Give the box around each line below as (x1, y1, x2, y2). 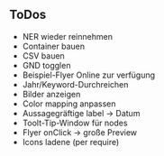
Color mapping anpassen (22, 98, 116, 109)
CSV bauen (22, 50, 65, 61)
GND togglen (22, 60, 71, 70)
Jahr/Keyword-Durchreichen (22, 78, 129, 89)
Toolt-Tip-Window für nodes (22, 117, 128, 128)
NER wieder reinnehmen (22, 31, 113, 41)
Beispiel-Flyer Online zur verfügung (22, 69, 156, 80)
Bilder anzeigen (22, 88, 81, 99)
